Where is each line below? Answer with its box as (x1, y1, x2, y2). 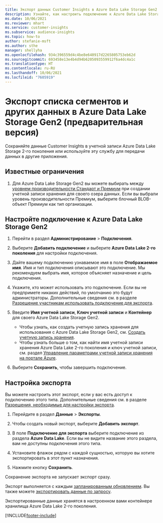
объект (12, 201, 27, 207)
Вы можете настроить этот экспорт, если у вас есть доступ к (5, 392, 132, 397)
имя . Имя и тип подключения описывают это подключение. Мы (12, 265, 146, 271)
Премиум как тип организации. (28, 201, 93, 207)
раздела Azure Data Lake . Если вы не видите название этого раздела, (12, 435, 158, 441)
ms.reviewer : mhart (5, 20, 45, 26)
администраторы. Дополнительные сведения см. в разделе (12, 295, 137, 301)
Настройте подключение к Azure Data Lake (5, 215, 143, 223)
